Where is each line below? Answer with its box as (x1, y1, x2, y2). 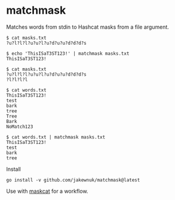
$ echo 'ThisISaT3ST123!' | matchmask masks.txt (6, 50, 130, 57)
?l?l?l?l (6, 76, 28, 82)
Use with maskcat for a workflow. (6, 187, 88, 195)
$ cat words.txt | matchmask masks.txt (6, 134, 106, 140)
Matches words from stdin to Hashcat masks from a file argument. (6, 23, 169, 30)
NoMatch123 (6, 124, 33, 130)
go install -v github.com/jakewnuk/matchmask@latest (6, 177, 140, 183)
